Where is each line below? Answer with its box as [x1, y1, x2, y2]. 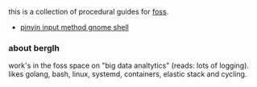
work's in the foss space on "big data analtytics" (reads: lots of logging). [8, 60, 250, 71]
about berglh [8, 42, 60, 53]
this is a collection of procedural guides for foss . [8, 7, 169, 16]
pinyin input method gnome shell [19, 23, 129, 31]
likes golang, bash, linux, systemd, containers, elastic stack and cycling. [8, 69, 247, 79]
